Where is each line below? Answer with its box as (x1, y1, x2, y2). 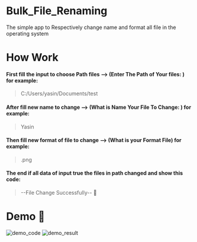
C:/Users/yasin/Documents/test (20, 90, 98, 97)
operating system (6, 30, 49, 37)
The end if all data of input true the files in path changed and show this (6, 170, 183, 177)
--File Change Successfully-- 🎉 (20, 189, 97, 196)
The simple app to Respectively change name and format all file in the (6, 24, 176, 31)
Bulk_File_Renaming (6, 4, 108, 18)
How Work (6, 51, 59, 64)
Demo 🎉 (6, 210, 46, 223)
